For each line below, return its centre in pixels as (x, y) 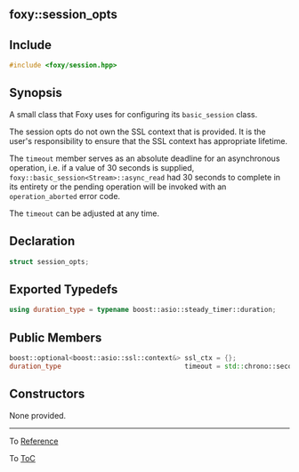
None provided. (38, 415)
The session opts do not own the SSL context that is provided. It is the (137, 132)
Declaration (42, 241)
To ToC (22, 458)
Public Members (56, 337)
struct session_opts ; (49, 261)
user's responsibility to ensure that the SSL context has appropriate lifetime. (148, 140)
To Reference (34, 441)
